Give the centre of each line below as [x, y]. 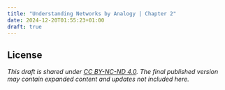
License [25, 55]
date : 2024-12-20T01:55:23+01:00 [56, 20]
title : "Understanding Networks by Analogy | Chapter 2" [92, 14]
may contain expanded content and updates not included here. [99, 79]
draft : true [24, 27]
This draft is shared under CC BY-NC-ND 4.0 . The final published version [113, 72]
